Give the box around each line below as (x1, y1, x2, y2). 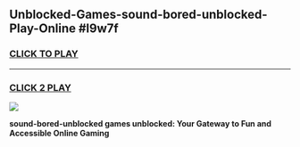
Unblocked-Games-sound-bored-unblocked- (9, 7, 268, 22)
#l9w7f (78, 21, 119, 37)
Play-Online (9, 21, 76, 37)
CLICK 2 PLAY (9, 81, 71, 94)
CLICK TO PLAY (9, 48, 79, 61)
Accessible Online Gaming (9, 127, 110, 138)
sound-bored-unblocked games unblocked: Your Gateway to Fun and (9, 118, 272, 128)
